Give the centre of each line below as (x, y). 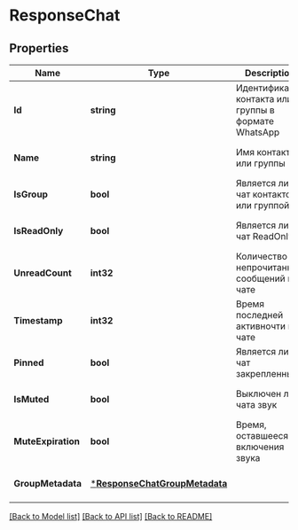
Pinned (29, 362)
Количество (262, 256)
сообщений (261, 278)
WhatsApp (258, 132)
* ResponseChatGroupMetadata (159, 483)
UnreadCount (43, 273)
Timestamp (39, 320)
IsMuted (31, 399)
